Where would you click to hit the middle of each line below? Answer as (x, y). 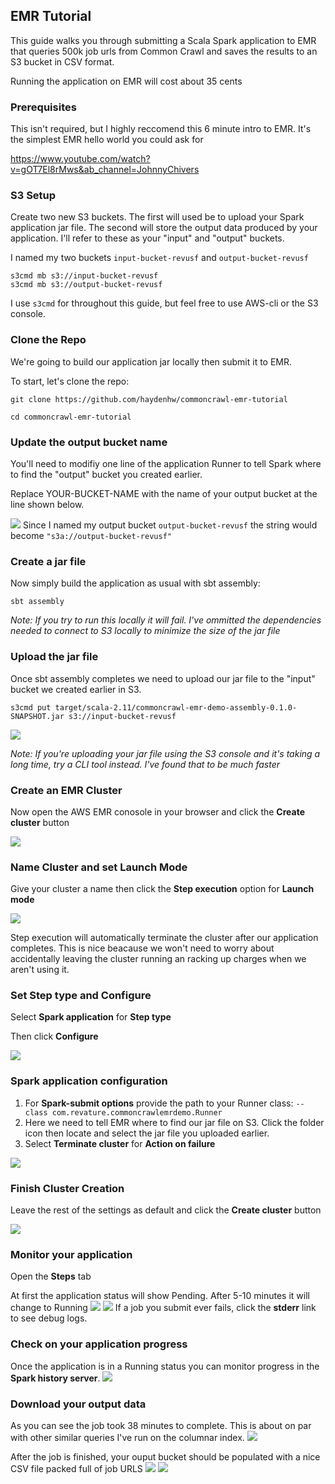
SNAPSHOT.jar (37, 716)
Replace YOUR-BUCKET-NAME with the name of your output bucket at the (164, 493)
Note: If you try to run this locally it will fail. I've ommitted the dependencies (166, 620)
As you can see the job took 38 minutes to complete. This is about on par (161, 1425)
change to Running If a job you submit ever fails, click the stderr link (163, 1308)
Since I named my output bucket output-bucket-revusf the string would (170, 525)
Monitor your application (71, 1254)
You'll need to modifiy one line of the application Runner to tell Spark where (166, 463)
